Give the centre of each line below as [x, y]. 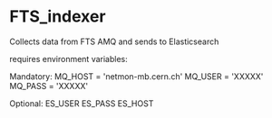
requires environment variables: [69, 59]
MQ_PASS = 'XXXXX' [49, 86]
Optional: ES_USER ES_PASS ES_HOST [82, 103]
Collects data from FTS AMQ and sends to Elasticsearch [114, 41]
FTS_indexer [58, 17]
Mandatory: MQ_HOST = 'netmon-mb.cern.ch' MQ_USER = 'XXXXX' [136, 76]
